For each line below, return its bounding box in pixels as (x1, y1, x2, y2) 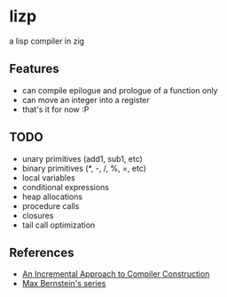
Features (9, 61, 59, 76)
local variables (21, 172, 75, 183)
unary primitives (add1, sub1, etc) (21, 153, 144, 164)
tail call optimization (21, 220, 96, 230)
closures (21, 210, 54, 221)
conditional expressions (21, 181, 109, 192)
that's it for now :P (21, 104, 90, 115)
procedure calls (21, 200, 80, 211)
